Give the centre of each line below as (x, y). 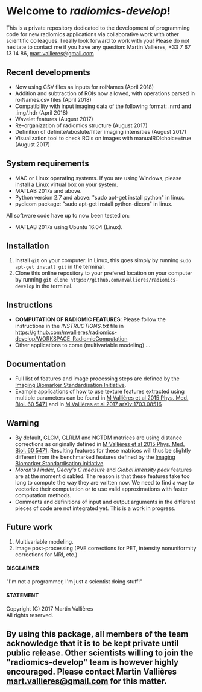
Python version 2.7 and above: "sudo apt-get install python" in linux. (100, 197)
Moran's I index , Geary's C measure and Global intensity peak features (103, 470)
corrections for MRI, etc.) (46, 554)
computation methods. (43, 495)
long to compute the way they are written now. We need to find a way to (104, 482)
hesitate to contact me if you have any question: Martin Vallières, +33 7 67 (99, 47)
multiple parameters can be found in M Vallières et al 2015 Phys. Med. (102, 398)
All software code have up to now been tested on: (68, 215)
